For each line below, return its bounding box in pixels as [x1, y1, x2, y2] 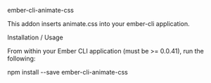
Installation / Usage [7, 33, 63, 41]
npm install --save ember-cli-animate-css [7, 68, 128, 76]
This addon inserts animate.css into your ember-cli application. [7, 20, 190, 27]
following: [7, 54, 36, 63]
